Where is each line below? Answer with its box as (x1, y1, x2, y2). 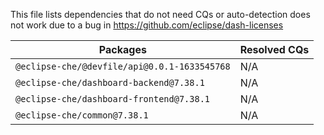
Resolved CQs (239, 43, 310, 56)
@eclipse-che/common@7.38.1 (15, 110, 149, 121)
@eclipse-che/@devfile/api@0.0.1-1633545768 (15, 61, 231, 72)
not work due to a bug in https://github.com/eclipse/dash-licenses (10, 19, 284, 31)
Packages (98, 43, 147, 56)
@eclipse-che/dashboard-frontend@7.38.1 (15, 94, 210, 104)
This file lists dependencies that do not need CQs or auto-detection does (10, 9, 311, 20)
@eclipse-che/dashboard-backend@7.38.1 (15, 77, 205, 88)
